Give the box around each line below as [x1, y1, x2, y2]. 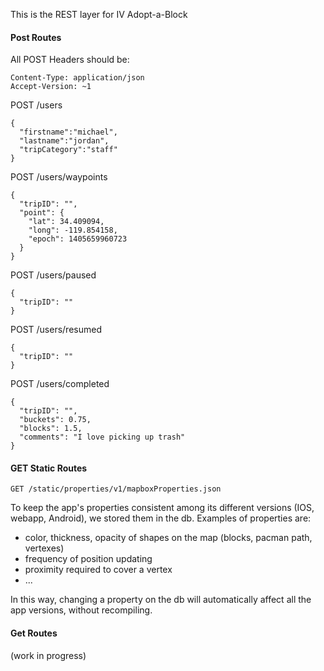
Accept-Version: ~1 [10, 82, 92, 92]
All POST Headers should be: [10, 54, 130, 66]
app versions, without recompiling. [10, 604, 153, 616]
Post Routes [10, 31, 62, 43]
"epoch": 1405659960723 [28, 234, 128, 244]
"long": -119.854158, [28, 225, 118, 236]
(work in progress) [10, 649, 87, 661]
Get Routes [10, 627, 58, 639]
